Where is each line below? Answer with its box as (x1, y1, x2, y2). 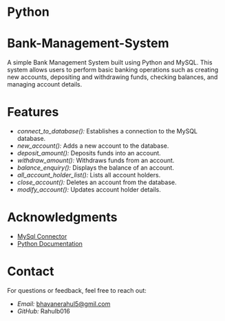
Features (7, 104, 59, 120)
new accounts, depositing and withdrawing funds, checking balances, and (7, 73, 218, 81)
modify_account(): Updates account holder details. (17, 186, 162, 194)
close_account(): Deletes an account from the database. (17, 178, 177, 186)
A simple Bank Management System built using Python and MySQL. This (7, 58, 213, 67)
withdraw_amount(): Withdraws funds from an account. (17, 156, 175, 165)
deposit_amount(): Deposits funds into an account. (17, 149, 162, 157)
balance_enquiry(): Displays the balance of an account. (17, 164, 174, 172)
